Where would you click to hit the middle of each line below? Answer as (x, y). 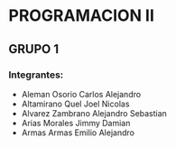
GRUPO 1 (34, 49)
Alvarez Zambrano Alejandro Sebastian (94, 113)
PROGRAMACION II (82, 16)
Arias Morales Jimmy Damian (76, 123)
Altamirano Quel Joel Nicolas (75, 104)
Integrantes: (36, 75)
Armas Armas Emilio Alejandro (78, 133)
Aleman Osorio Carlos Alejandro (81, 94)
